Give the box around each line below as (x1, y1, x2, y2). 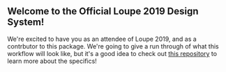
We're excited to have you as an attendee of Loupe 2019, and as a (7, 35, 197, 43)
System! (7, 17, 45, 28)
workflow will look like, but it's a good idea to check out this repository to (7, 49, 218, 57)
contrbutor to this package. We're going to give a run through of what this (7, 42, 219, 51)
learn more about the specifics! (7, 57, 98, 65)
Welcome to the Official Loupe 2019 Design (7, 6, 199, 17)
